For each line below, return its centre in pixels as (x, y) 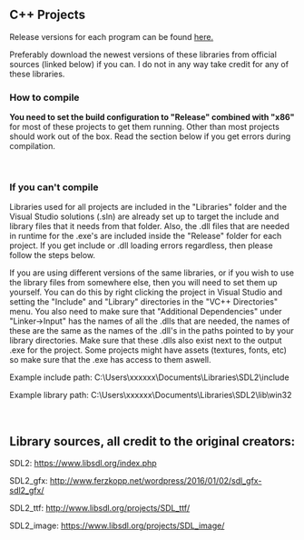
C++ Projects (48, 15)
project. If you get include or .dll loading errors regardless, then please (142, 245)
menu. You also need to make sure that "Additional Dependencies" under (146, 312)
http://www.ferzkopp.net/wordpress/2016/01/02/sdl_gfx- (156, 481)
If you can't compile (54, 187)
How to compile (44, 97)
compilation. (33, 146)
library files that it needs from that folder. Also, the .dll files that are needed (150, 226)
